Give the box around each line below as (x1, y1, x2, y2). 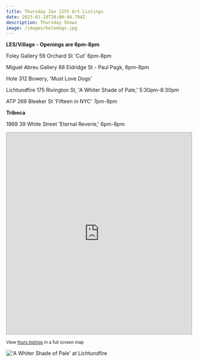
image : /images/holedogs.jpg (6, 25, 78, 31)
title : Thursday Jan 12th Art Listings (6, 8, 104, 15)
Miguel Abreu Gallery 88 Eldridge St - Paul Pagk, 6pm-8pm (6, 64, 150, 71)
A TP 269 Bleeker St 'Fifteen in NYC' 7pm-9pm (6, 98, 118, 105)
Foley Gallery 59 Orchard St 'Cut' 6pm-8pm (6, 52, 112, 59)
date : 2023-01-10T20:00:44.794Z (6, 14, 85, 20)
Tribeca (6, 109, 25, 116)
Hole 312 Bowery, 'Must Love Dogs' (6, 75, 92, 82)
